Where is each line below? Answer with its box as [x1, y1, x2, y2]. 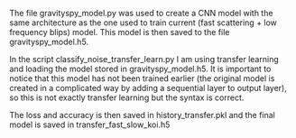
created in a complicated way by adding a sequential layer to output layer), [9, 83, 287, 93]
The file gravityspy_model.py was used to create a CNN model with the [9, 8, 273, 18]
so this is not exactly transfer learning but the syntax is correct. [9, 92, 245, 103]
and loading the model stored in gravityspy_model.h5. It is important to [9, 63, 272, 74]
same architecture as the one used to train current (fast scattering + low [9, 17, 278, 28]
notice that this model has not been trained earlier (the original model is [9, 73, 275, 84]
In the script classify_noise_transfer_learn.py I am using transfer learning [9, 54, 279, 64]
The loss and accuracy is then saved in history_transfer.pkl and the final [9, 110, 275, 120]
